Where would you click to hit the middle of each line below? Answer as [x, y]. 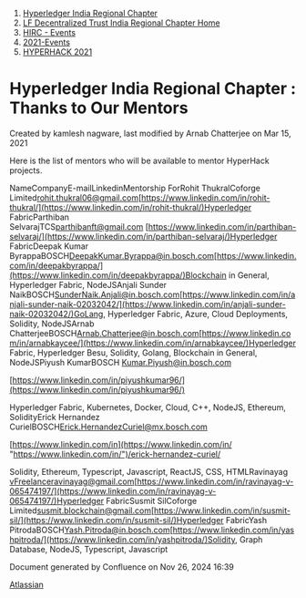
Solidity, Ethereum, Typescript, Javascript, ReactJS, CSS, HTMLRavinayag [149, 471]
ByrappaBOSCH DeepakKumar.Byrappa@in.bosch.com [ [113, 255]
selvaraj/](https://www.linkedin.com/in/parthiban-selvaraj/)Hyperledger [143, 236]
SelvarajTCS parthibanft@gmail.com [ [79, 226]
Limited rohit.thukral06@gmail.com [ [76, 197]
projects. [26, 170]
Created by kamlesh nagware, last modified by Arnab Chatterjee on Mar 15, [150, 133]
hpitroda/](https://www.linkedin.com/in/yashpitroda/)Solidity [122, 539]
